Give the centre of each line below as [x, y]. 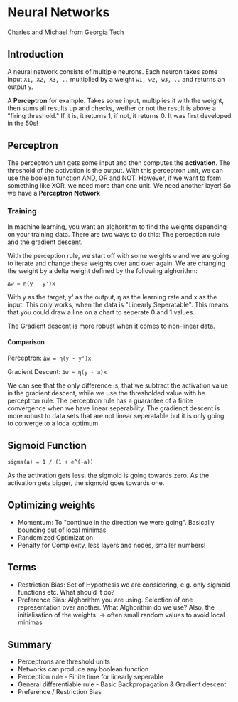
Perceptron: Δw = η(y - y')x [49, 358]
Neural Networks [59, 12]
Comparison [26, 342]
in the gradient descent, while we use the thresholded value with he [107, 393]
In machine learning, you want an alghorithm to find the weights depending [117, 227]
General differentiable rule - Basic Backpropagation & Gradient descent [122, 684]
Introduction [36, 54]
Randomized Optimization [55, 537]
